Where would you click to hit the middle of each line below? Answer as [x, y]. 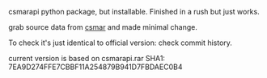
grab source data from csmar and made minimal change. [103, 27]
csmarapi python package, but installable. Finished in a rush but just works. [134, 12]
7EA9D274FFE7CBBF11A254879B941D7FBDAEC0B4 [95, 67]
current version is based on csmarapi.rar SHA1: [87, 58]
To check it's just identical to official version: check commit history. [121, 43]
